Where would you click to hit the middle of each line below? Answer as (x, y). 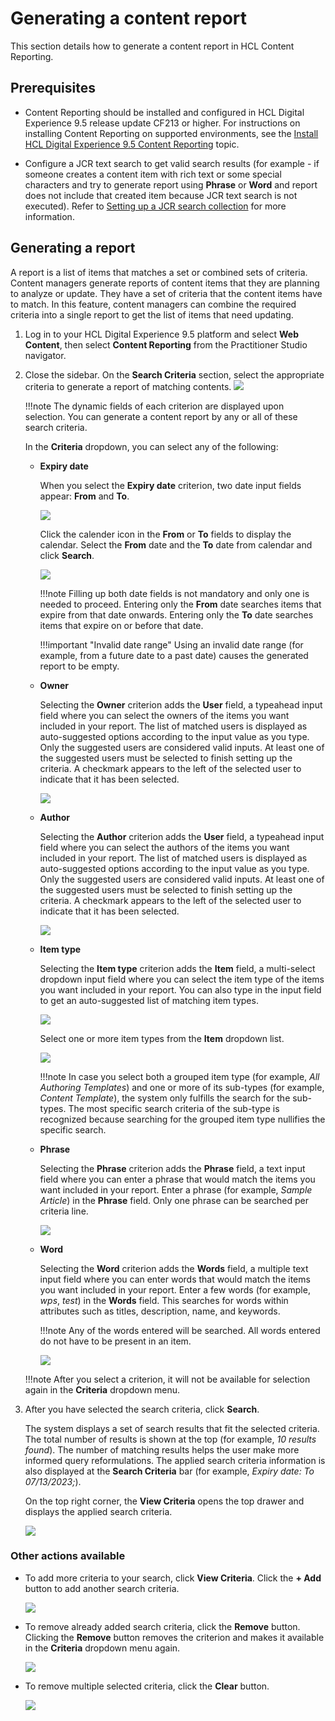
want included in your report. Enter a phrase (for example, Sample (176, 1189)
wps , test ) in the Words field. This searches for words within (164, 1300)
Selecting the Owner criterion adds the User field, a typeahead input (181, 704)
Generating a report (73, 248)
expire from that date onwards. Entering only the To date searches (176, 614)
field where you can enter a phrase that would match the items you (177, 1179)
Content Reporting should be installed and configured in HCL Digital (164, 112)
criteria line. (64, 1211)
